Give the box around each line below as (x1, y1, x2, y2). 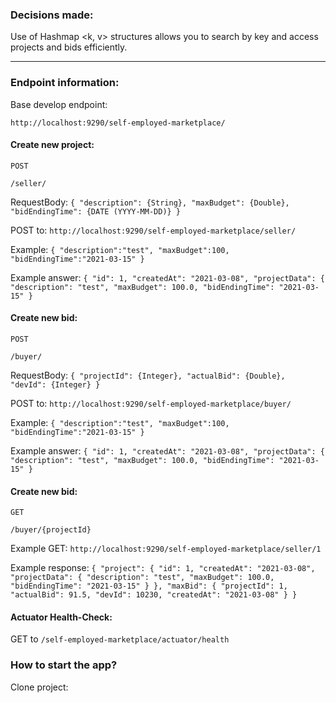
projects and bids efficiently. (10, 41, 128, 53)
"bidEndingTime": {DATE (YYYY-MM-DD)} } (10, 206, 182, 217)
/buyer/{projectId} (10, 525, 92, 535)
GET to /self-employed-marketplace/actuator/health (10, 633, 230, 645)
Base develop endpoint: (10, 98, 108, 110)
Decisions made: (10, 8, 94, 22)
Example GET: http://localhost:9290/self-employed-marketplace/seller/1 (10, 543, 322, 555)
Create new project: (10, 139, 95, 151)
